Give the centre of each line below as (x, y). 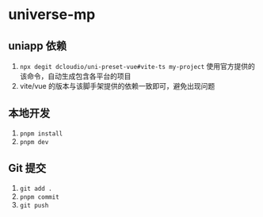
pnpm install (41, 133)
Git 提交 (27, 168)
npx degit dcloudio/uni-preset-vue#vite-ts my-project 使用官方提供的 (137, 66)
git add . (36, 188)
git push (34, 205)
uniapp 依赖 (38, 46)
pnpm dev (34, 142)
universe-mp (52, 15)
